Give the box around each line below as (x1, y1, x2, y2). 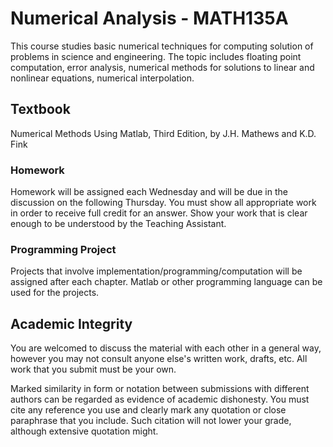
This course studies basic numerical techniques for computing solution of (10, 40, 314, 52)
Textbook (10, 101, 71, 118)
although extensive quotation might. (10, 425, 159, 437)
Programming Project (10, 242, 117, 256)
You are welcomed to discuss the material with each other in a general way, (10, 342, 322, 354)
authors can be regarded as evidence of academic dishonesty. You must (10, 393, 310, 406)
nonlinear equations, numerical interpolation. (10, 72, 195, 84)
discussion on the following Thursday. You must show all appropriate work (10, 197, 317, 209)
